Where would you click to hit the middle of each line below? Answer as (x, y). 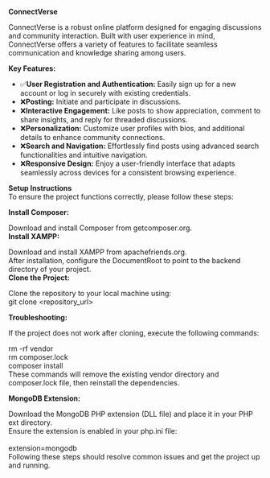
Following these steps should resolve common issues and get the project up (134, 457)
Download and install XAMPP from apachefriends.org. (98, 252)
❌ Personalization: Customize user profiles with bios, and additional (132, 128)
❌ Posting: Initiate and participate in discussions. (100, 101)
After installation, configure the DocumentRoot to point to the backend (125, 260)
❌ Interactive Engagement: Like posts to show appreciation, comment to (140, 111)
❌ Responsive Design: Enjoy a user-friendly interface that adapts (127, 163)
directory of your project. (50, 269)
